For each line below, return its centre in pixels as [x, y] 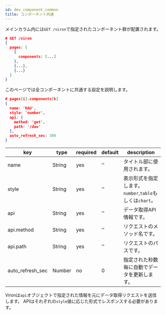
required [86, 152]
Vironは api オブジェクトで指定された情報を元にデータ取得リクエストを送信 [81, 295]
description [141, 152]
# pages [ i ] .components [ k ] [32, 99]
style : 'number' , [27, 113]
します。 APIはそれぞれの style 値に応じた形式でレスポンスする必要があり [80, 301]
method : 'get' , [30, 122]
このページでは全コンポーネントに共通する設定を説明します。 [68, 90]
